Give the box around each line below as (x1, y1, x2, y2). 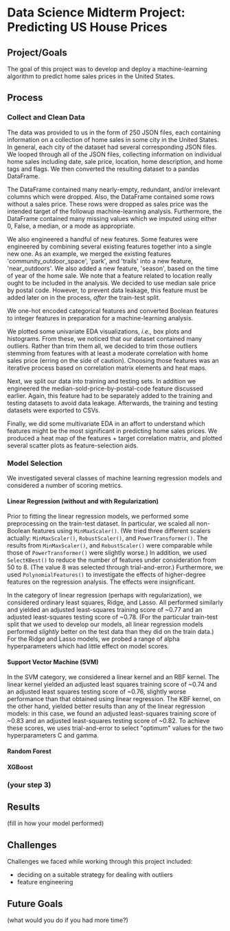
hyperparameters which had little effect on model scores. (7, 642, 170, 650)
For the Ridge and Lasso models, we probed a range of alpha (7, 635, 180, 643)
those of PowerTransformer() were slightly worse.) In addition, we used (7, 549, 207, 557)
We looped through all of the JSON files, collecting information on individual (7, 150, 222, 158)
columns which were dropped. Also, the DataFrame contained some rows (7, 192, 215, 200)
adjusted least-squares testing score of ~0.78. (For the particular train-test (7, 613, 218, 622)
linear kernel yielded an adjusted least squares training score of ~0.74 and (7, 681, 218, 689)
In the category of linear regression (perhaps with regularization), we (7, 591, 203, 600)
